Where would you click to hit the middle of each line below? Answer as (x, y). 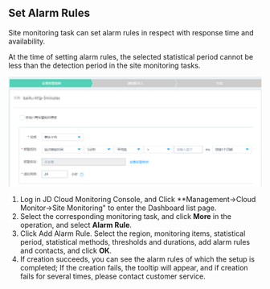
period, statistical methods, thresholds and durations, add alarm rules (135, 242)
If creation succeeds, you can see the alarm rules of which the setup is (137, 259)
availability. (27, 41)
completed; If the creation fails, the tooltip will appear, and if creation (134, 267)
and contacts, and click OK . (66, 250)
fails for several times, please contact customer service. (113, 276)
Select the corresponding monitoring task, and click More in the (125, 216)
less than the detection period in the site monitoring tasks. (104, 65)
